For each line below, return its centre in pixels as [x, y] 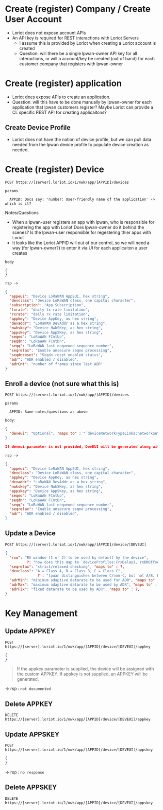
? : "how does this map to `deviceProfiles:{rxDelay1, [82, 562]
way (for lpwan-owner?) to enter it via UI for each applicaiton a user [80, 248]
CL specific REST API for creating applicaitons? [59, 112]
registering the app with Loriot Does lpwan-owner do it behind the [78, 227]
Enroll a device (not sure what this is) [62, 383]
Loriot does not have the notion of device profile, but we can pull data [82, 139]
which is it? [18, 203]
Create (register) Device [55, 169]
